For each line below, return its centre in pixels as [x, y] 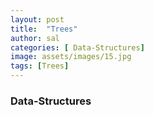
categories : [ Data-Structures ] [77, 47]
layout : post [37, 19]
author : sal [35, 38]
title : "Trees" [44, 29]
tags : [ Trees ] [40, 66]
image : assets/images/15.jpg [71, 57]
